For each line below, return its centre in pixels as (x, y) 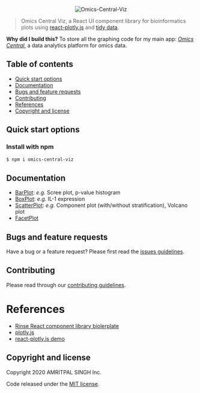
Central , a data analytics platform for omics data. (67, 45)
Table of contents (40, 64)
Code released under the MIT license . (53, 384)
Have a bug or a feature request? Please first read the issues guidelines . (95, 252)
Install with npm (30, 147)
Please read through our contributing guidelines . (66, 285)
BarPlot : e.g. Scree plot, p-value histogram (68, 193)
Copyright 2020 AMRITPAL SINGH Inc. (54, 372)
